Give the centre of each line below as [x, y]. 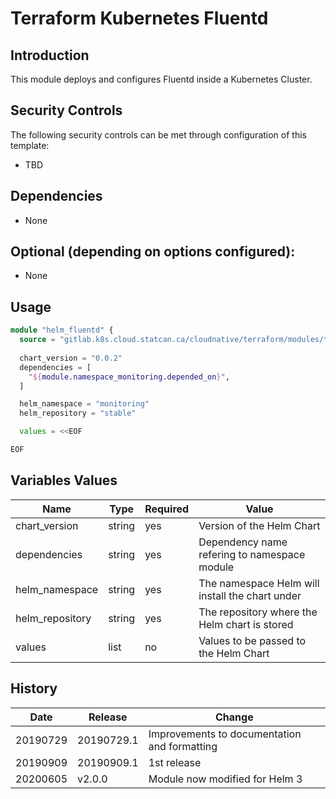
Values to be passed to [252, 640]
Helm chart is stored [246, 624]
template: [30, 145]
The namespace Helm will [259, 583]
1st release [175, 762]
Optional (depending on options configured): [153, 252]
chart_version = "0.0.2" [71, 358]
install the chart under [250, 595]
